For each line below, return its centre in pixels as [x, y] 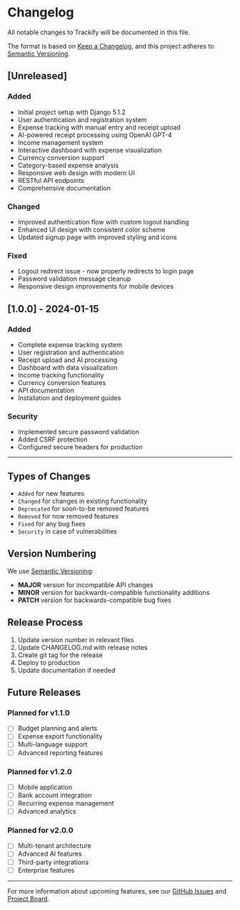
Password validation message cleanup [74, 279]
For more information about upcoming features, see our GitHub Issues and [117, 891]
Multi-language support [52, 744]
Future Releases [44, 692]
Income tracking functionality [61, 375]
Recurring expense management [66, 803]
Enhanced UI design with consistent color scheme [91, 229]
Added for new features [51, 494]
